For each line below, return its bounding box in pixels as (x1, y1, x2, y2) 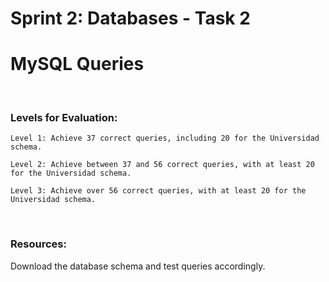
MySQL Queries (10, 53, 145, 76)
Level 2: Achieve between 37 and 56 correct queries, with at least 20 (10, 160, 315, 170)
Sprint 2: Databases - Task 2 (10, 7, 251, 30)
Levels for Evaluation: (10, 111, 118, 125)
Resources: (10, 237, 67, 251)
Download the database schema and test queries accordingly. (10, 260, 266, 272)
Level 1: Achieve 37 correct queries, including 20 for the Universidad (10, 133, 320, 144)
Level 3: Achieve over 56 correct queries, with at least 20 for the (10, 186, 307, 196)
